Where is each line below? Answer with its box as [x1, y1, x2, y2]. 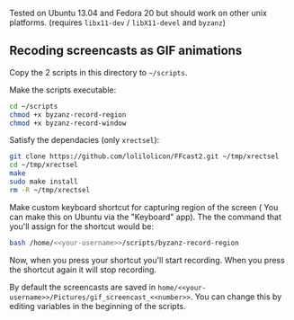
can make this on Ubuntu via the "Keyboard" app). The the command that [9, 211, 281, 222]
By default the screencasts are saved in [9, 281, 156, 292]
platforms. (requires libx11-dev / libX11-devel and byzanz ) [9, 17, 227, 28]
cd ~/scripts [9, 102, 58, 111]
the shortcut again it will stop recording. [9, 264, 157, 275]
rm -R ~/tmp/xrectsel [9, 185, 91, 194]
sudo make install [9, 177, 78, 187]
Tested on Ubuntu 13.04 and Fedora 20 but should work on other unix [9, 8, 268, 18]
